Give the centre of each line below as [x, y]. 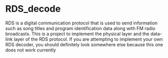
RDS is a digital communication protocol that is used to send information [81, 23]
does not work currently [31, 50]
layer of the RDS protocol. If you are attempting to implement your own [88, 39]
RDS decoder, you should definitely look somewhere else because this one [84, 44]
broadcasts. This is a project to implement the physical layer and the [77, 34]
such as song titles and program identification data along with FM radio [80, 28]
